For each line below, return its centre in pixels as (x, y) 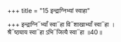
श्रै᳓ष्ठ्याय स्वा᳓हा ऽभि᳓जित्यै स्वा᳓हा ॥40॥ (55, 32)
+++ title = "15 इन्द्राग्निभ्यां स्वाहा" (49, 11)
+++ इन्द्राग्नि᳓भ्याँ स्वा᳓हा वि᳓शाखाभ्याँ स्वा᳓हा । (61, 24)
